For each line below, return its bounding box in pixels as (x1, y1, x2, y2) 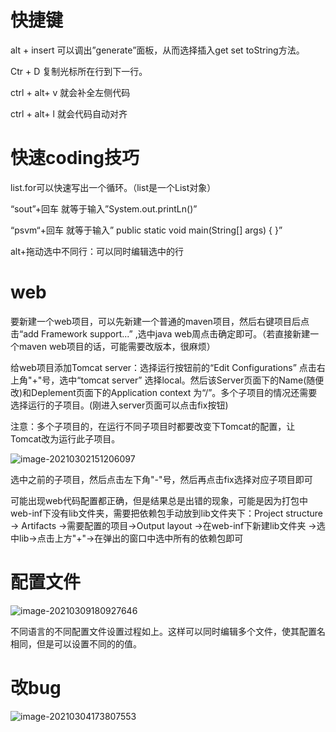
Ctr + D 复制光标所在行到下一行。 (10, 65, 148, 77)
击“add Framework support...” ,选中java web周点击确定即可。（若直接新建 (10, 327, 311, 340)
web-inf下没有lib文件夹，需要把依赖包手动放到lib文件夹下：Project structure (10, 507, 323, 519)
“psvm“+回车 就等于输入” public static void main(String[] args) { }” (10, 224, 283, 236)
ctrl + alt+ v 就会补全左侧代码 (10, 86, 131, 98)
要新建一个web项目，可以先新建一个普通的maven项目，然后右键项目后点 (10, 315, 310, 327)
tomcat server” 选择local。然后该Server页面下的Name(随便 (80, 374, 325, 386)
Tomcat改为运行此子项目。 (10, 432, 121, 445)
